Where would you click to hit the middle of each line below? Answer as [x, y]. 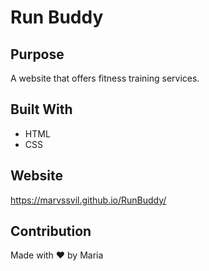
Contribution [51, 231]
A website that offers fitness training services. [105, 78]
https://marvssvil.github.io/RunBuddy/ [88, 200]
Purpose [37, 54]
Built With [41, 109]
